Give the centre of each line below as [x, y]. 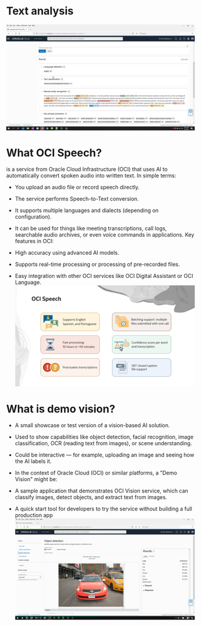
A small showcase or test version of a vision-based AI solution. [92, 425]
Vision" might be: [36, 479]
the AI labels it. [33, 461]
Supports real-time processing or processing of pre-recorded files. [98, 264]
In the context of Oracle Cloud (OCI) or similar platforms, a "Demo [96, 473]
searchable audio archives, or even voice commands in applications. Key [104, 235]
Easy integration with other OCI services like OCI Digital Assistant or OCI [104, 276]
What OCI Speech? [54, 152]
